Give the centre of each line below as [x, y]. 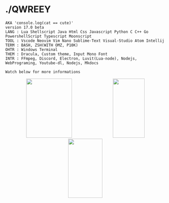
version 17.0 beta [25, 27]
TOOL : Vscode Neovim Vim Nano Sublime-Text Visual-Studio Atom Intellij [85, 41]
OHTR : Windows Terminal [31, 49]
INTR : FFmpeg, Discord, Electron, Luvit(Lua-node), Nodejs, [71, 59]
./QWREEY [28, 9]
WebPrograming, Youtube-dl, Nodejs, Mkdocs [52, 63]
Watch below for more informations [43, 72]
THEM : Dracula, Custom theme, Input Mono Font [57, 54]
